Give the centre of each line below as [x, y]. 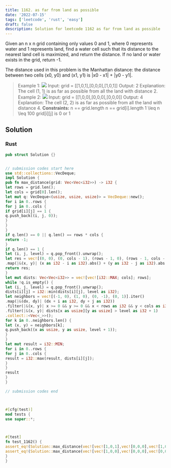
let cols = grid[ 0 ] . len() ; [34, 192]
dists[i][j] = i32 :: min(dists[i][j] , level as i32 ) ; [62, 292]
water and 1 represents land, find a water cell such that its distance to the [82, 49]
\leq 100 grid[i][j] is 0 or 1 [44, 113]
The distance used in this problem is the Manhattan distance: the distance [83, 70]
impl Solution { [22, 178]
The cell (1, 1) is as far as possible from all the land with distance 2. [88, 91]
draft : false [19, 24]
